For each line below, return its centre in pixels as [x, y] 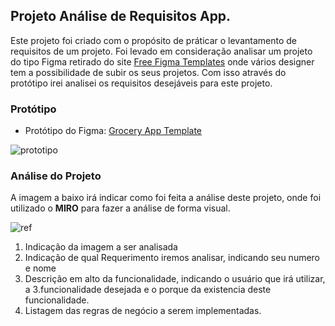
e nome [40, 268]
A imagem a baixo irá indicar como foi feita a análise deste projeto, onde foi [166, 198]
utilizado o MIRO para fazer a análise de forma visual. [120, 208]
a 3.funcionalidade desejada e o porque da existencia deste [148, 290]
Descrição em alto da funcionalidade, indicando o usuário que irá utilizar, [175, 279]
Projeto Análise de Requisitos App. [121, 16]
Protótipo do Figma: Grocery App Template [113, 131]
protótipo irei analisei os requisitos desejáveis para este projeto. [141, 83]
